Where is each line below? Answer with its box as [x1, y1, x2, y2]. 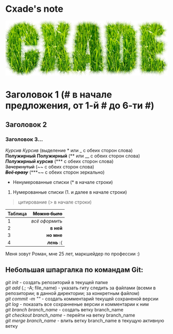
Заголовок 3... [5, 136, 43, 143]
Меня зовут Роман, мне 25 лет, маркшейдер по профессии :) [5, 251, 140, 257]
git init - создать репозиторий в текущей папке [5, 279, 108, 285]
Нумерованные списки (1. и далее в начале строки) [12, 189, 127, 195]
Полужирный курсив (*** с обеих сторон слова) [5, 158, 114, 164]
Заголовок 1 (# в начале [5, 89, 112, 101]
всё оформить [31, 218, 63, 224]
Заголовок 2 [5, 120, 47, 129]
